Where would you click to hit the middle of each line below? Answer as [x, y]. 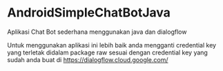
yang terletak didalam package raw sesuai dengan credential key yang [108, 52]
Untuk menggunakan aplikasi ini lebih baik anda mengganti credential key [111, 45]
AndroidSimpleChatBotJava [89, 13]
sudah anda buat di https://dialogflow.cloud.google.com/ [88, 59]
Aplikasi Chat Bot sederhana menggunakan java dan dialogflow [97, 32]
